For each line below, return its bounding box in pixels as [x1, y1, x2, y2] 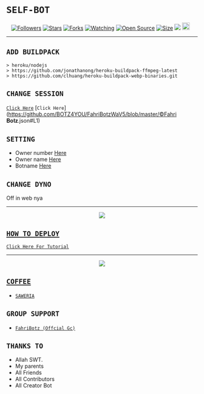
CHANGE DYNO [6, 180, 52, 189]
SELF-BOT [6, 4, 50, 16]
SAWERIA [15, 293, 35, 299]
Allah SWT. [15, 356, 43, 364]
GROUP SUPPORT [6, 310, 59, 318]
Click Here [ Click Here [6, 104, 65, 111]
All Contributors [15, 375, 55, 383]
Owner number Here [15, 149, 67, 157]
